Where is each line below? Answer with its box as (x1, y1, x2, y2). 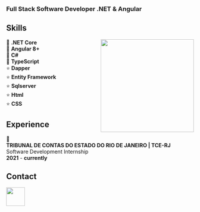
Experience (6, 119, 49, 129)
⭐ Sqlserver (6, 82, 36, 89)
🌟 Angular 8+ (6, 45, 40, 52)
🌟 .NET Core (6, 39, 37, 46)
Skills (6, 23, 27, 33)
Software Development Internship (6, 148, 89, 155)
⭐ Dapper (6, 64, 30, 71)
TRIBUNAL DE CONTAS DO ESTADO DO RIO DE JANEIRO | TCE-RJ (6, 141, 171, 148)
